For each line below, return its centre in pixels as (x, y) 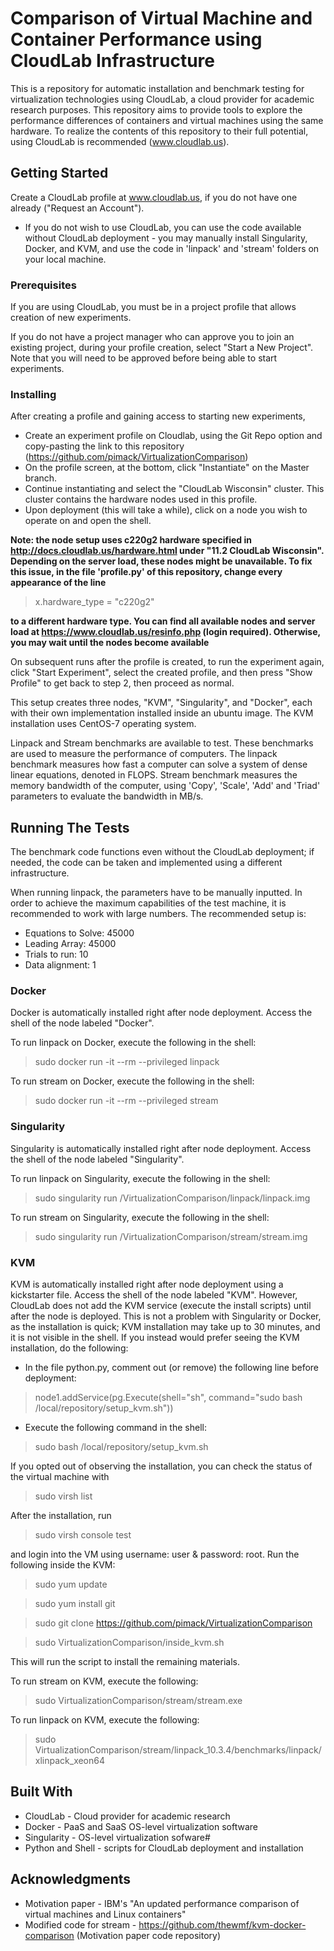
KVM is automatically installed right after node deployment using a (147, 1284)
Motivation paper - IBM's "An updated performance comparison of (162, 1903)
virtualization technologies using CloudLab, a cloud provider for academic (162, 99)
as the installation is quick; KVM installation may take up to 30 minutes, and (165, 1327)
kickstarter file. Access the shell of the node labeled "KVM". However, (154, 1295)
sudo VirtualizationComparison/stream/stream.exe (138, 1701)
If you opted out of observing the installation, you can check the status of (161, 1466)
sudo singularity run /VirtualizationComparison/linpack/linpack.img (172, 1198)
